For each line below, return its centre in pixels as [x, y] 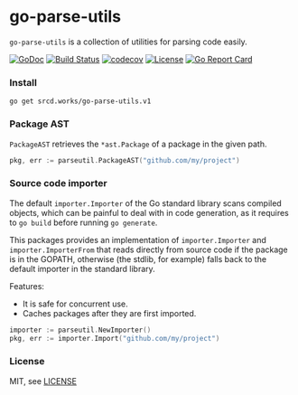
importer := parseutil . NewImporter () [80, 330]
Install [23, 82]
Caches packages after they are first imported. [109, 313]
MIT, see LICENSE [43, 381]
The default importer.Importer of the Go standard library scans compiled [145, 203]
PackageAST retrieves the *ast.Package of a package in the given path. [138, 144]
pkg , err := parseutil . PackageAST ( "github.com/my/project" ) [125, 160]
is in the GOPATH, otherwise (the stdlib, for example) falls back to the [138, 259]
